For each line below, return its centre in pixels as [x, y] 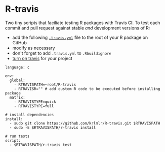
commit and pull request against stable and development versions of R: [78, 28]
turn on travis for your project [42, 58]
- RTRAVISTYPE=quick [35, 102]
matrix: [18, 97]
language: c [17, 67]
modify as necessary [34, 48]
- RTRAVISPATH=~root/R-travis [45, 85]
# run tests [17, 136]
